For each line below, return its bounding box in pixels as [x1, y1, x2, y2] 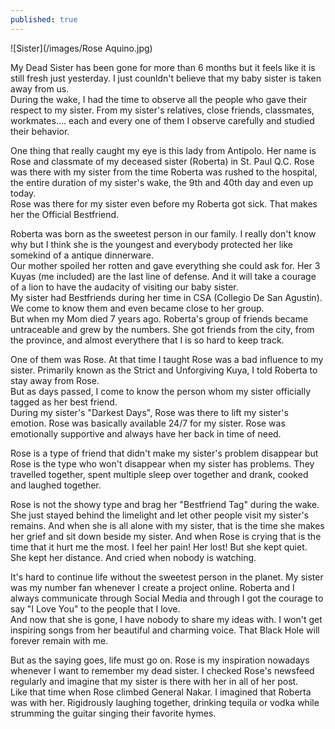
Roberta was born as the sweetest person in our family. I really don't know [10, 227, 317, 240]
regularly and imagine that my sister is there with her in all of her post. [10, 675, 299, 687]
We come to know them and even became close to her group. [10, 302, 265, 314]
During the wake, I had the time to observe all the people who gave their [10, 93, 308, 105]
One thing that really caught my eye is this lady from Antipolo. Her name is [10, 144, 317, 156]
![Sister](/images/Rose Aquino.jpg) [10, 42, 153, 54]
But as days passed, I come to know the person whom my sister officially [10, 385, 312, 397]
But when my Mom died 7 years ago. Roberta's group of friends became [10, 312, 309, 325]
